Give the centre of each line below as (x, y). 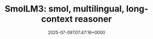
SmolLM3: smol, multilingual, (64, 9)
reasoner (93, 19)
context (57, 19)
